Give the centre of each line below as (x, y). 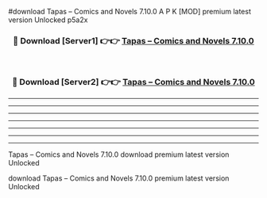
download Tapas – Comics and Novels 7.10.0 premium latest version (119, 178)
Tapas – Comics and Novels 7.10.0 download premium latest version (119, 154)
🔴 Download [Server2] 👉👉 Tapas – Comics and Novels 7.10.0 (133, 82)
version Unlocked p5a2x (48, 20)
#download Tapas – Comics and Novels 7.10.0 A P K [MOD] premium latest (130, 11)
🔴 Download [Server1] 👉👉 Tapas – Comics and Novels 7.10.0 (133, 40)
